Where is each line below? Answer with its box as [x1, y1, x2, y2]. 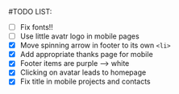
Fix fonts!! [19, 22, 54, 31]
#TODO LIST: [8, 7, 52, 16]
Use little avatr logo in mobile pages [19, 31, 139, 41]
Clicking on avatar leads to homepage [19, 67, 147, 77]
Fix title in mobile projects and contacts [19, 76, 151, 87]
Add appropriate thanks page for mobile [19, 50, 153, 59]
